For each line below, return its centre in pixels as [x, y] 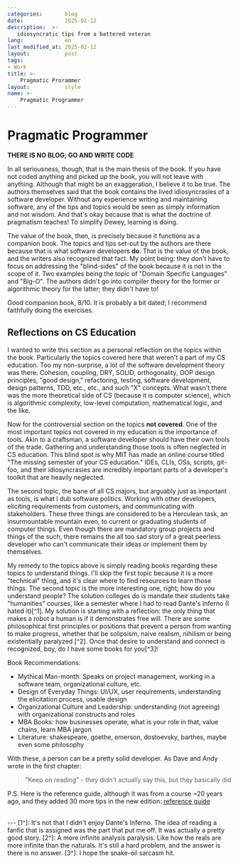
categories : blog [43, 14]
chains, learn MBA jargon [55, 729]
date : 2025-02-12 [52, 21]
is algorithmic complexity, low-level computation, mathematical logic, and [115, 403]
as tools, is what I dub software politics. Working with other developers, [112, 498]
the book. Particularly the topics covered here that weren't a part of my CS [117, 357]
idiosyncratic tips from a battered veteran [84, 34]
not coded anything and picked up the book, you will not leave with [106, 176]
